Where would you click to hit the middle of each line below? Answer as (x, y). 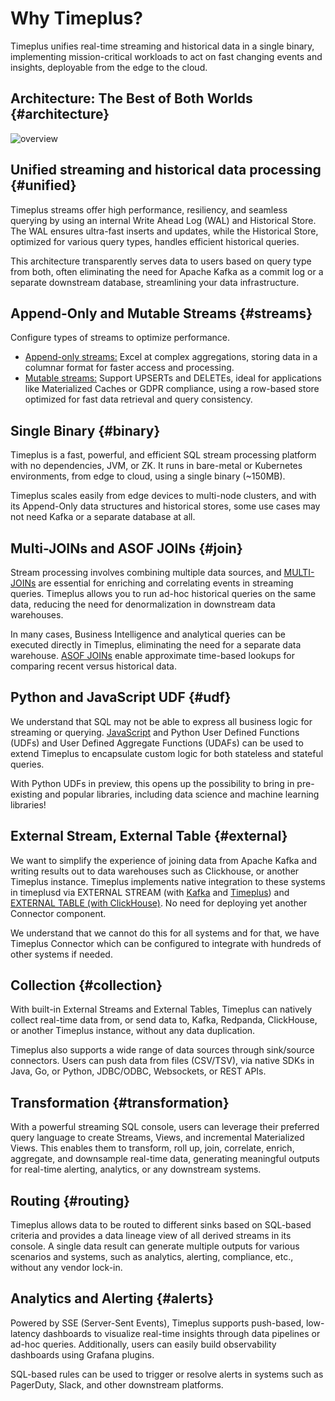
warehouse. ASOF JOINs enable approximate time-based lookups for (153, 655)
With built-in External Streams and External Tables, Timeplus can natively (161, 1009)
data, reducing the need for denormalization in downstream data (143, 604)
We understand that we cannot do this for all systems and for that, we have (165, 933)
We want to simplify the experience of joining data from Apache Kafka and (164, 860)
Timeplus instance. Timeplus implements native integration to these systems (168, 881)
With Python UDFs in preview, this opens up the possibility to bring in (152, 783)
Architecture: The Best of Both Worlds (131, 98)
